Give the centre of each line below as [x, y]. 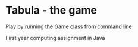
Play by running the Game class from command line [69, 26]
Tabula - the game [51, 10]
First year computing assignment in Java [55, 38]
